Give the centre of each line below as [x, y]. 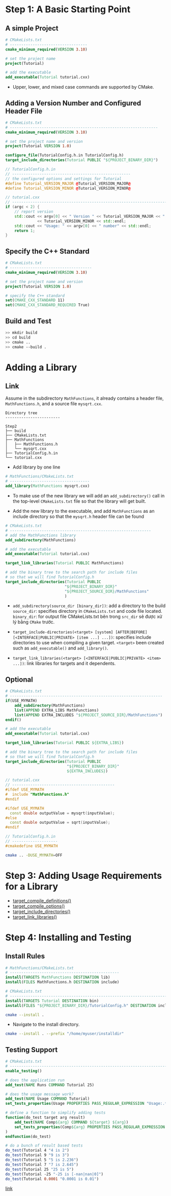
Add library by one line [36, 467]
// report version [34, 212]
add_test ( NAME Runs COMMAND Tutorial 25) [50, 1085]
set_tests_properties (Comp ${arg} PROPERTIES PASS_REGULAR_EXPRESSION [90, 1127]
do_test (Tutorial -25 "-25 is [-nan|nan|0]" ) [54, 1174]
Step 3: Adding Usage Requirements [83, 876]
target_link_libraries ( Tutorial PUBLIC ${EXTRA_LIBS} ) [65, 743]
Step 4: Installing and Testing [68, 937]
